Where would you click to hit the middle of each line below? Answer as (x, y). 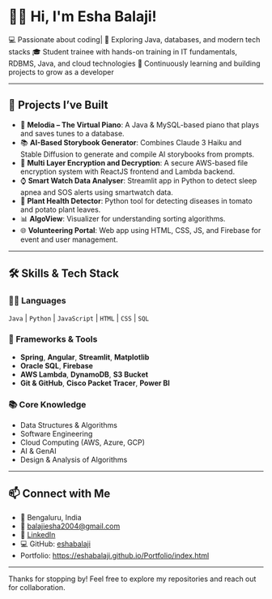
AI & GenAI (38, 451)
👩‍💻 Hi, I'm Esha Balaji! (83, 17)
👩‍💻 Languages (37, 301)
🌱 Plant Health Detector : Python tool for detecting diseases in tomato (136, 200)
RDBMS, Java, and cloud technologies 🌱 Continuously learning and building (134, 63)
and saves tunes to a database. (72, 133)
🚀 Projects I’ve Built (58, 105)
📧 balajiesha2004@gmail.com (70, 526)
